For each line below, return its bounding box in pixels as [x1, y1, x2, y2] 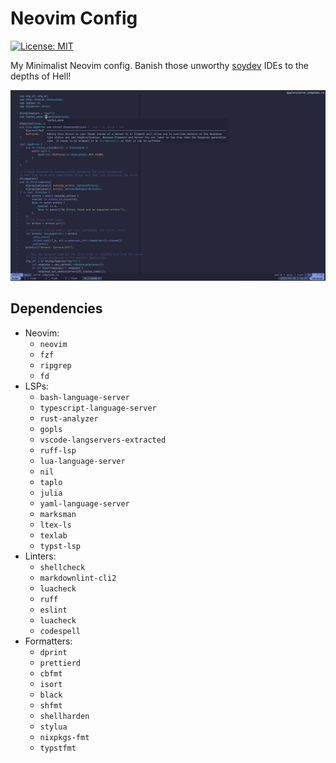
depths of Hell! [10, 70, 72, 82]
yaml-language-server [39, 498, 130, 509]
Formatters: [24, 635, 73, 647]
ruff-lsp [39, 445, 77, 456]
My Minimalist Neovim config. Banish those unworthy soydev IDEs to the [10, 59, 310, 71]
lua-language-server [39, 456, 126, 466]
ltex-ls [39, 520, 72, 530]
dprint [39, 647, 68, 657]
